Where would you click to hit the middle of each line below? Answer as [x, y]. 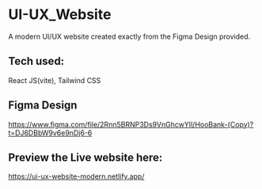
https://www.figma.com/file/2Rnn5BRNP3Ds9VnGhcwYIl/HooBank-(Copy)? [131, 124]
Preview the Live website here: [85, 157]
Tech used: [36, 61]
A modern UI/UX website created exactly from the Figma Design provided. [129, 36]
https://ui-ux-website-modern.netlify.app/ [76, 176]
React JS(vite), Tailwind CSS [55, 80]
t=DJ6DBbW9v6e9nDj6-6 [50, 133]
